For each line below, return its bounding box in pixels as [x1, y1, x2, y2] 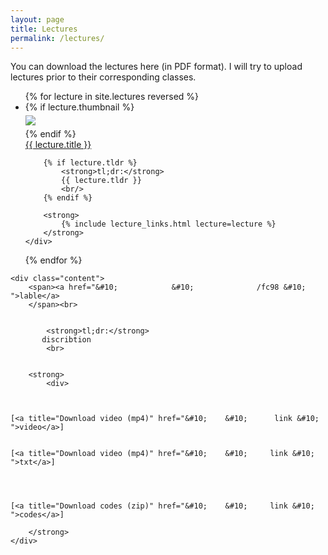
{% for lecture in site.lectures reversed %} [24, 91, 200, 103]
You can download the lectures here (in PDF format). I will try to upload [10, 61, 303, 73]
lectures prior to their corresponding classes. [10, 71, 197, 83]
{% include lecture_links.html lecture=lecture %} [61, 219, 277, 230]
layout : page [10, 14, 65, 25]
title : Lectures [10, 24, 78, 34]
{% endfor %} [24, 254, 83, 266]
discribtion [41, 335, 92, 345]
